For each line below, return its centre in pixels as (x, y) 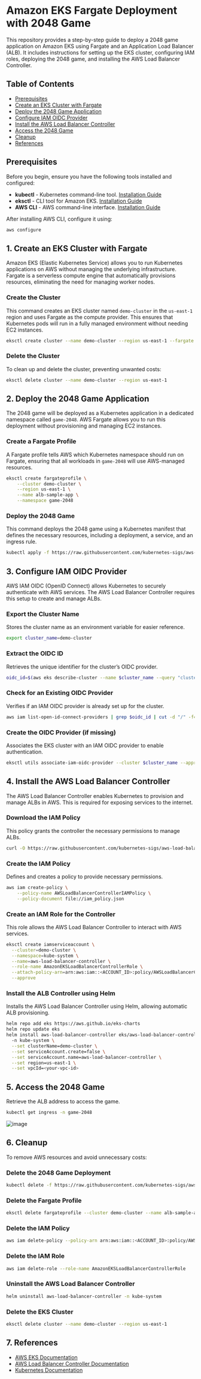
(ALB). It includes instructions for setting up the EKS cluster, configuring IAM (100, 52)
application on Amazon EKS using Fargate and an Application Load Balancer (100, 46)
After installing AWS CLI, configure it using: (59, 219)
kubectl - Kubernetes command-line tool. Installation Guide (88, 194)
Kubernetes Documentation (49, 1370)
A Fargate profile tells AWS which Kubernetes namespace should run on (95, 454)
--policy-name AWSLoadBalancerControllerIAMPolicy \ (84, 893)
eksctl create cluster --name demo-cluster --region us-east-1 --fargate (100, 341)
